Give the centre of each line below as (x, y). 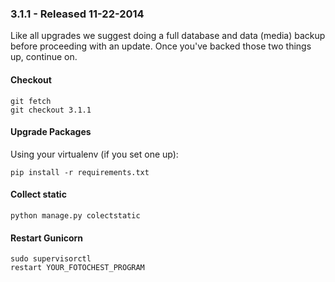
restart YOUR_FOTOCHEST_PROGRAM (77, 268)
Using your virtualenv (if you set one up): (94, 154)
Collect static (38, 194)
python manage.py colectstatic (75, 215)
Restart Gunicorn (47, 238)
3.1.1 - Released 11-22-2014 (77, 14)
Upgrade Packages (51, 132)
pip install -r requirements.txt (80, 172)
